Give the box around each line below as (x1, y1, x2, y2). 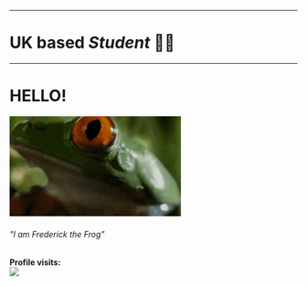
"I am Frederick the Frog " (9, 228, 105, 239)
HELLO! (9, 86, 67, 106)
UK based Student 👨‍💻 (9, 33, 175, 53)
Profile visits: (9, 257, 61, 268)
